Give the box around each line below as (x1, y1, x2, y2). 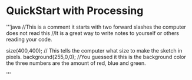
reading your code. (6, 36, 52, 43)
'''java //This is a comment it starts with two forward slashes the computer (6, 23, 187, 30)
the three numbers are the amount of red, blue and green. (6, 60, 146, 67)
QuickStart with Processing (6, 4, 144, 18)
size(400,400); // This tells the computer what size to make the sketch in (6, 47, 183, 54)
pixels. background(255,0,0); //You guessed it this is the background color (6, 53, 187, 60)
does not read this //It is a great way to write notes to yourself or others (6, 29, 180, 36)
